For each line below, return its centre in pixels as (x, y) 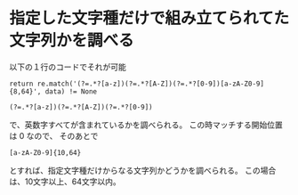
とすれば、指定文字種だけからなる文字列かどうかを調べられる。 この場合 (143, 170)
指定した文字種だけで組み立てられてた (149, 18)
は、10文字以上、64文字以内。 (65, 181)
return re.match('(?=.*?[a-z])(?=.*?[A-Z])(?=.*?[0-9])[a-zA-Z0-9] (137, 84)
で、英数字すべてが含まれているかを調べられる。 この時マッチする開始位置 (146, 125)
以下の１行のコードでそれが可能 (68, 67)
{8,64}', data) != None (53, 91)
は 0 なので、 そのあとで (54, 135)
